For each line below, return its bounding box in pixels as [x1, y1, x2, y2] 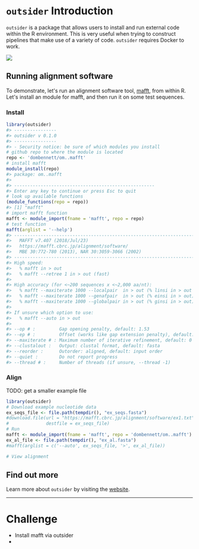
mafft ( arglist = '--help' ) [6, 227, 73, 233]
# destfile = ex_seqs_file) [6, 421, 110, 426]
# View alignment [6, 453, 49, 459]
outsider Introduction [6, 4, 114, 18]
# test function [6, 221, 46, 227]
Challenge [6, 512, 58, 526]
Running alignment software [6, 71, 114, 81]
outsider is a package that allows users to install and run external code [6, 24, 179, 31]
